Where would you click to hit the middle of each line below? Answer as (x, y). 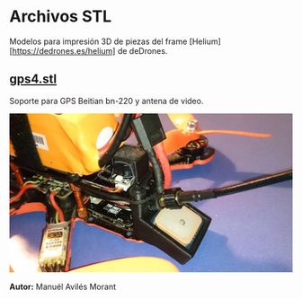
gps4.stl (33, 79)
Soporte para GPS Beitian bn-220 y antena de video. (107, 101)
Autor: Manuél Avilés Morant (63, 286)
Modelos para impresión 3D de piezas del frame (98, 41)
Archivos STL (61, 17)
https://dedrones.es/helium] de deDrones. (90, 50)
